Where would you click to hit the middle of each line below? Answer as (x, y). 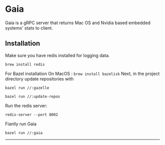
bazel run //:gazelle (27, 88)
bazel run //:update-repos (33, 96)
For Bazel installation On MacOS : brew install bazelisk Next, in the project (82, 73)
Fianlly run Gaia (21, 124)
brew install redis (25, 64)
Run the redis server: (26, 106)
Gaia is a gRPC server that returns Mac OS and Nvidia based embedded (78, 23)
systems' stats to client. (29, 28)
